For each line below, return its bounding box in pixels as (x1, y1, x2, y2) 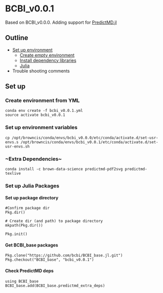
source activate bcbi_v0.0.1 (5, 112, 65, 118)
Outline (5, 34, 28, 42)
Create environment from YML (5, 97, 80, 104)
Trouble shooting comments (12, 68, 70, 74)
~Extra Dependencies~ (5, 155, 62, 162)
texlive (5, 171, 21, 176)
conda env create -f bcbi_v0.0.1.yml (5, 108, 83, 113)
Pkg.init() (5, 232, 28, 237)
